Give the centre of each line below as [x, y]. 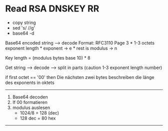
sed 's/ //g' [24, 27]
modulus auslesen [31, 107]
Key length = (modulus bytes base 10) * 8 [48, 57]
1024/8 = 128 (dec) [39, 112]
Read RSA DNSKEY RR [52, 9]
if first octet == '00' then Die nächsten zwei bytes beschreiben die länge [80, 77]
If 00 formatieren [30, 102]
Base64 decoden [30, 97]
